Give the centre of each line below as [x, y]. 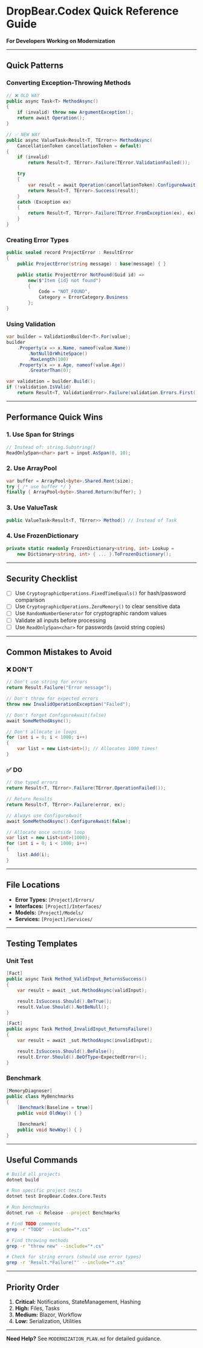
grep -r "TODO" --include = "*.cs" [48, 1229]
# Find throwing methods [37, 1240]
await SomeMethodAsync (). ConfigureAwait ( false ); [69, 821]
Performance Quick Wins [55, 417]
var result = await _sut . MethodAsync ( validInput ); [82, 990]
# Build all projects [34, 1174]
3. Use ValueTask [32, 508]
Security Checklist [42, 578]
